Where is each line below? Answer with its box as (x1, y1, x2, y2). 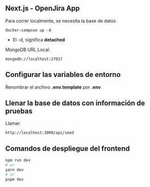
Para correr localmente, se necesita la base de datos (5, 17, 116, 24)
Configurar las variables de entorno (5, 70, 121, 79)
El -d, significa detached (12, 36, 65, 43)
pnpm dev (5, 177, 24, 182)
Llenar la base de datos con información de (5, 99, 145, 108)
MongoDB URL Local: (5, 46, 51, 53)
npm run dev (5, 158, 31, 163)
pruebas (5, 107, 33, 116)
